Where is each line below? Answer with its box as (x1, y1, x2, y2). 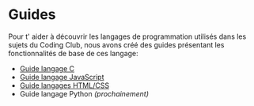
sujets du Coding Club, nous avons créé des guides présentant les (8, 40, 225, 49)
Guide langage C (19, 63, 75, 73)
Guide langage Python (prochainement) (19, 89, 149, 98)
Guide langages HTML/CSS (19, 81, 109, 90)
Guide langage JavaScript (19, 72, 104, 81)
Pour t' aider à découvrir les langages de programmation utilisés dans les (8, 32, 247, 41)
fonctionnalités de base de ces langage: (8, 48, 138, 58)
